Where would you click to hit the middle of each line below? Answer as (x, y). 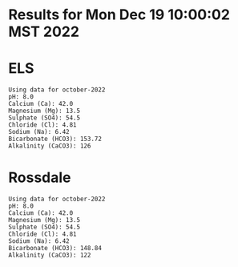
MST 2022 (44, 32)
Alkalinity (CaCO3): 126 (50, 146)
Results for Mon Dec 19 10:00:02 (119, 15)
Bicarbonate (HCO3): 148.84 (55, 249)
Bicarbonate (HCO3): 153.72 (55, 139)
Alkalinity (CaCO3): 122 (50, 255)
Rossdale (40, 178)
